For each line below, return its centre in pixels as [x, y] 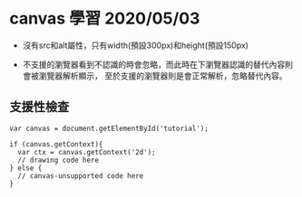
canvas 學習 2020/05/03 [105, 19]
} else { [26, 168]
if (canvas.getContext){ [56, 144]
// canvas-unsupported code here [81, 176]
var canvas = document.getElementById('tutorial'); [109, 128]
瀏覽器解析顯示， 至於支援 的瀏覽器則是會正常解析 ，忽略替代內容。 [163, 75]
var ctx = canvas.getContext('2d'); [87, 152]
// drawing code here [58, 160]
